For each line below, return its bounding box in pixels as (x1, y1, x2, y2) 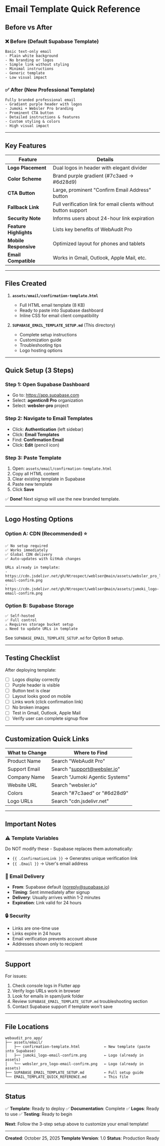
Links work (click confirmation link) (12, 699, 83, 705)
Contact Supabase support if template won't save (12, 1003, 113, 1009)
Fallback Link (7, 204, 39, 211)
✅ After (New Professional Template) (5, 86, 95, 93)
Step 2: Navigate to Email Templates (5, 415, 93, 422)
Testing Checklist (5, 654, 60, 662)
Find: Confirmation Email (12, 436, 64, 442)
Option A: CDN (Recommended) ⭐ (5, 530, 87, 537)
